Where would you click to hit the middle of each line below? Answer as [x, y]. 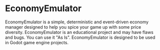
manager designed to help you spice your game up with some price [73, 27]
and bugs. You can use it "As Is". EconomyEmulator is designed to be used [80, 37]
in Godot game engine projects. [37, 42]
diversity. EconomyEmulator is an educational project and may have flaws [79, 32]
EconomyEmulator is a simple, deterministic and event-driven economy [77, 22]
